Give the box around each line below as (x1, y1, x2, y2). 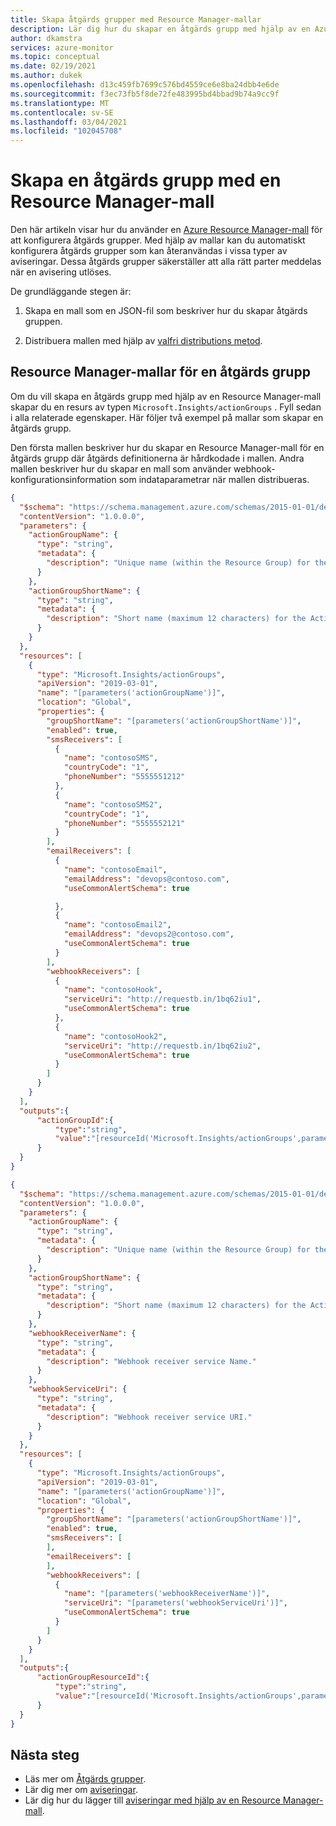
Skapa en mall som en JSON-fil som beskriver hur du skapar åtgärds (24, 305, 308, 317)
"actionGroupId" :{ (36, 1115, 114, 1125)
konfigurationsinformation (10, 473, 117, 485)
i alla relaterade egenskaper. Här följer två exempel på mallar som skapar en (10, 411, 324, 423)
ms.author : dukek (10, 71, 83, 81)
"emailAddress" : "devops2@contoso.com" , (63, 929, 235, 940)
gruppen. (24, 316, 63, 328)
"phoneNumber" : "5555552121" (63, 818, 186, 828)
